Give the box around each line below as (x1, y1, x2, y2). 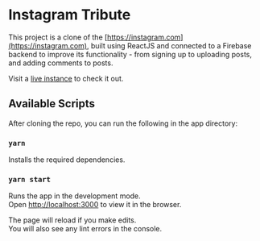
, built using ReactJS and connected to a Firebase (86, 40, 252, 50)
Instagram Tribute (8, 6, 131, 24)
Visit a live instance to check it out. (8, 73, 124, 83)
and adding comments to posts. (8, 58, 113, 68)
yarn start (8, 175, 51, 184)
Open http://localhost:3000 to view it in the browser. (8, 200, 182, 210)
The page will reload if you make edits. (8, 215, 137, 225)
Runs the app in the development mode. (8, 191, 141, 201)
